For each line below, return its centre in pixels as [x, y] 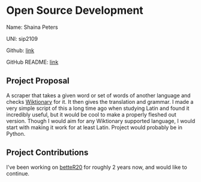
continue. [18, 173]
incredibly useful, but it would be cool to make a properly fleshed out [91, 114]
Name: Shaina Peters [32, 27]
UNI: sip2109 [22, 38]
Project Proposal [38, 81]
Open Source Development [75, 11]
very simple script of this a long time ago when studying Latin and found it [98, 108]
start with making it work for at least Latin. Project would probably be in [94, 127]
